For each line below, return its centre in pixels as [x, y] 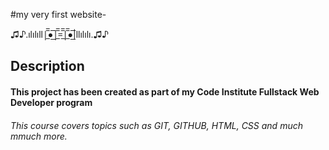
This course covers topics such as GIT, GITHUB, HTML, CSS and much [156, 125]
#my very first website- [58, 14]
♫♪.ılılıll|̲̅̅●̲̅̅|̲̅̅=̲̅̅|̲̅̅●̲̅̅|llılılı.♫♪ [60, 34]
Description [47, 66]
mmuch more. [39, 136]
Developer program [51, 102]
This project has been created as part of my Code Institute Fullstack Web [165, 91]
